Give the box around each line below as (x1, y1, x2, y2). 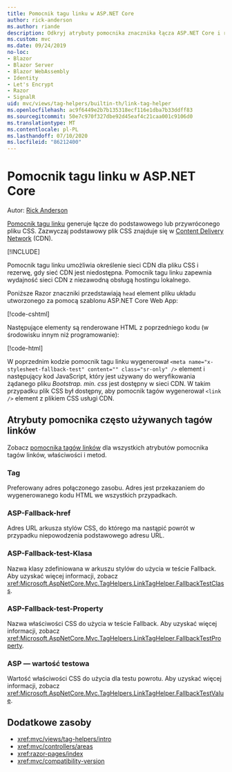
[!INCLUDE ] (7, 248, 40, 256)
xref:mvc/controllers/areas (17, 742, 93, 751)
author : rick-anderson (7, 17, 72, 24)
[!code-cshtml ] (7, 310, 50, 318)
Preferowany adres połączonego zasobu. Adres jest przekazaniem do (7, 484, 205, 492)
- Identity (7, 74, 39, 82)
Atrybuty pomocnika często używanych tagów (7, 414, 213, 426)
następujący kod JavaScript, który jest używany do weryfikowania (7, 372, 195, 380)
